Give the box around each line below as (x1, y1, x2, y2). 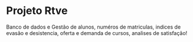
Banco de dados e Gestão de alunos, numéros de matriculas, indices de (6, 23, 181, 30)
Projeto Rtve (6, 4, 68, 17)
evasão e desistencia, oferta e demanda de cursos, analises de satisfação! (6, 29, 188, 36)
